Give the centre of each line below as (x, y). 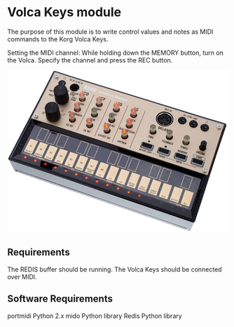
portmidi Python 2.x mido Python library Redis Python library (95, 316)
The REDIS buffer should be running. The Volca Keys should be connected (115, 269)
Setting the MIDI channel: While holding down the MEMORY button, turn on (116, 53)
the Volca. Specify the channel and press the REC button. (90, 60)
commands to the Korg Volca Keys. (58, 39)
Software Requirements (60, 299)
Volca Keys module (64, 12)
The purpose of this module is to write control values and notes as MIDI (110, 32)
